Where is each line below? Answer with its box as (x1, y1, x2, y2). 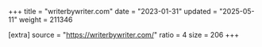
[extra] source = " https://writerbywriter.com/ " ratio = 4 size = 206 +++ (8, 31, 240, 39)
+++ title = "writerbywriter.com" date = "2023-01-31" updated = (8, 7, 218, 16)
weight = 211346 (18, 15, 73, 24)
